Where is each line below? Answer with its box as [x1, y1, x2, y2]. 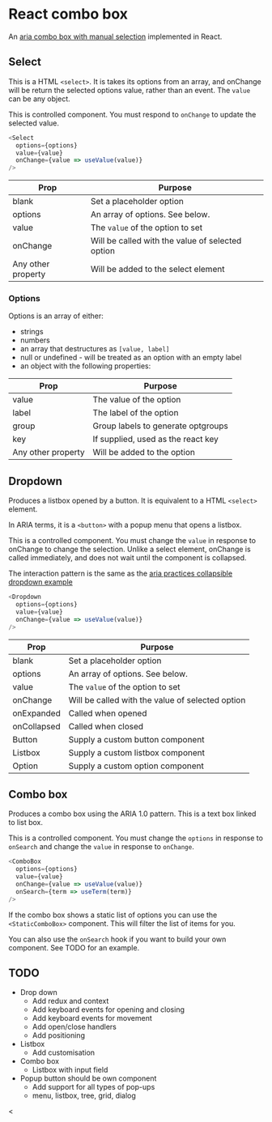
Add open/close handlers [32, 1022, 117, 1032]
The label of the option [92, 407, 179, 419]
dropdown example [8, 577, 73, 587]
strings [19, 327, 44, 337]
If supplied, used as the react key [92, 434, 219, 445]
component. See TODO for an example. [8, 942, 140, 952]
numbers [19, 335, 51, 345]
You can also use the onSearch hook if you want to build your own [8, 934, 227, 944]
